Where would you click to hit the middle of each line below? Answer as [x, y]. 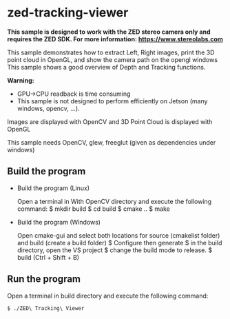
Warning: [21, 80]
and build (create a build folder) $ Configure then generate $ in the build [119, 243]
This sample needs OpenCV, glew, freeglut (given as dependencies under [112, 142]
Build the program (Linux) [53, 188]
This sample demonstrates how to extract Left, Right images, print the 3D [111, 52]
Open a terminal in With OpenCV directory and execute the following [114, 201]
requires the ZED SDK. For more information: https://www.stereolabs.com [115, 39]
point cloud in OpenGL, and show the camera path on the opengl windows [113, 59]
